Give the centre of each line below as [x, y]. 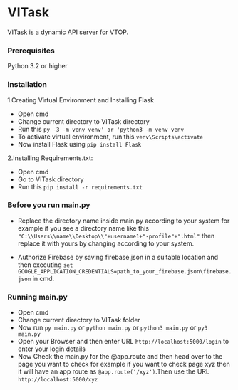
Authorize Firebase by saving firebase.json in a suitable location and [118, 257]
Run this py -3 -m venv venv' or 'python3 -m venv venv [100, 129]
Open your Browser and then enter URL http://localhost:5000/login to [123, 342]
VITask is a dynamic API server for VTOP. [68, 32]
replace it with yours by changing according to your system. [106, 243]
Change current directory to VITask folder [79, 320]
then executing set [45, 265]
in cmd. [43, 278]
